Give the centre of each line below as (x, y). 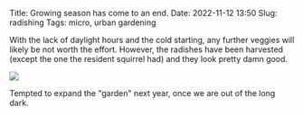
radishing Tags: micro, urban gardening (83, 22)
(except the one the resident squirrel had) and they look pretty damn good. (148, 59)
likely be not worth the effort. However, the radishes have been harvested (146, 49)
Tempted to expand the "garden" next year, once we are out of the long (142, 93)
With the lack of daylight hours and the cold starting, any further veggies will (152, 40)
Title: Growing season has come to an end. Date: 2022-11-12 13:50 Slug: (143, 13)
